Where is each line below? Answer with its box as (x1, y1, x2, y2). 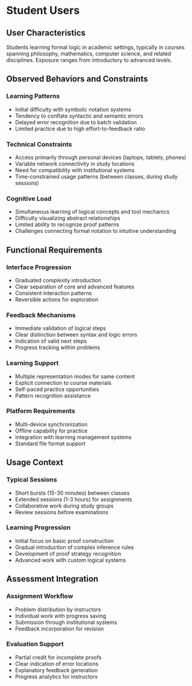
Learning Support (6, 359, 59, 367)
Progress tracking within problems (14, 344, 101, 351)
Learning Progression (6, 523, 71, 532)
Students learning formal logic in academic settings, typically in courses (6, 43, 185, 51)
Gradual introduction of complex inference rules (14, 544, 134, 551)
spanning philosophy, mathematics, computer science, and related (6, 50, 172, 57)
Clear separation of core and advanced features (14, 283, 134, 290)
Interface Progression (6, 263, 72, 272)
